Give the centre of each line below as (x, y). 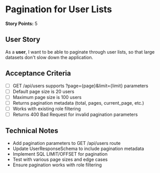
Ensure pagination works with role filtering (57, 165)
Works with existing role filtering (47, 109)
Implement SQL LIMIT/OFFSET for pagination (60, 154)
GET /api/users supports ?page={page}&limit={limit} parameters (80, 86)
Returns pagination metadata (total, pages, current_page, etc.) (78, 103)
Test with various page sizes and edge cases (60, 159)
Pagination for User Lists (59, 9)
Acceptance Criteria (38, 73)
